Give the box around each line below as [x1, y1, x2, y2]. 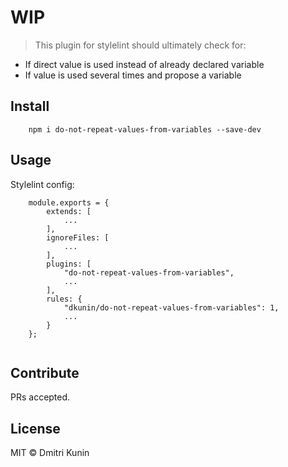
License [10, 420, 61, 437]
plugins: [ [46, 259, 92, 269]
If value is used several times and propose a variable [24, 69, 242, 81]
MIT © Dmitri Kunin [10, 447, 90, 459]
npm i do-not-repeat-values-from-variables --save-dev [28, 124, 262, 135]
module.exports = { [28, 197, 110, 208]
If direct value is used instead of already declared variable [24, 58, 265, 70]
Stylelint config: [10, 178, 75, 190]
